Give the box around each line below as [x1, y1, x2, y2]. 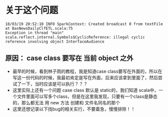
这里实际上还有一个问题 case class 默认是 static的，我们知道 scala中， [12, 87, 159, 93]
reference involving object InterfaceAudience [5, 39, 105, 44]
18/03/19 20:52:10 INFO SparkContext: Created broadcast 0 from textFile [5, 21, 163, 27]
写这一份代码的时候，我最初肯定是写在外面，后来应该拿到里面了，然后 [12, 74, 158, 80]
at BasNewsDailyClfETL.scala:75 [5, 26, 73, 31]
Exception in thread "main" [5, 30, 64, 35]
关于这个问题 [5, 5, 59, 16]
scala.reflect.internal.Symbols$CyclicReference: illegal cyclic [5, 35, 145, 40]
